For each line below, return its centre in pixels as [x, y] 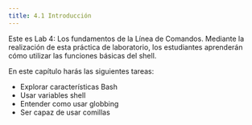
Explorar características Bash [69, 87]
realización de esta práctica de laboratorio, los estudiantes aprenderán [126, 47]
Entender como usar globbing [69, 103]
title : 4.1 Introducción [50, 16]
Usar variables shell [53, 95]
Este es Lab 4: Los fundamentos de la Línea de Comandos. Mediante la [126, 38]
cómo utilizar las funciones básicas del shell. [83, 55]
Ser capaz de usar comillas [65, 112]
